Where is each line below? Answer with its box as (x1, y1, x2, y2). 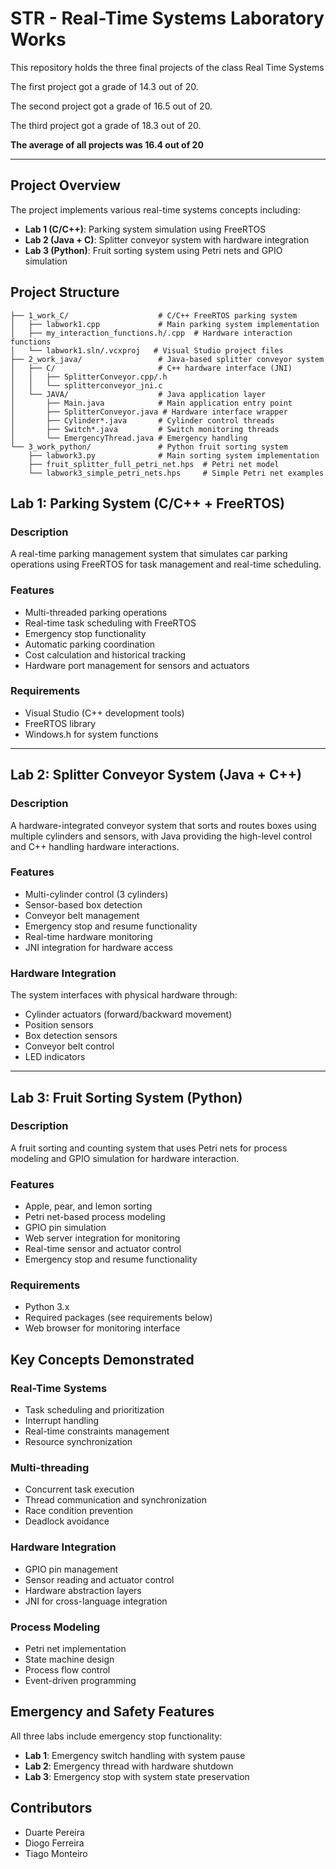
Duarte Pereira (24, 1826, 85, 1838)
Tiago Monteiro (24, 1847, 88, 1859)
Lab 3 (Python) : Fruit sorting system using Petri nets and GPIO (24, 244, 283, 256)
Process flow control (24, 1663, 111, 1676)
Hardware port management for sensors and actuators (24, 659, 250, 671)
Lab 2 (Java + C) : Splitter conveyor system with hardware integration (24, 233, 310, 246)
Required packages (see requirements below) (24, 1312, 213, 1324)
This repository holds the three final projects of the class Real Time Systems (10, 61, 325, 73)
